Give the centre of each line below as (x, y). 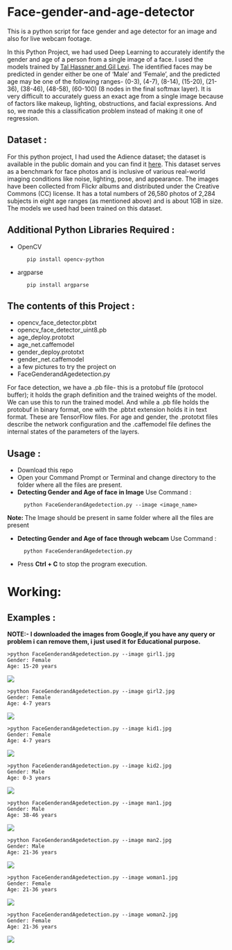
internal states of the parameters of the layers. (73, 432)
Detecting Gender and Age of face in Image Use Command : (104, 492)
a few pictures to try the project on (66, 367)
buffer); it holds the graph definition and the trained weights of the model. (112, 395)
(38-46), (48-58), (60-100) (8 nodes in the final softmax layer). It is (116, 89)
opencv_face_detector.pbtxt (57, 323)
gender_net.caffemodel (51, 359)
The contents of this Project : (71, 306)
